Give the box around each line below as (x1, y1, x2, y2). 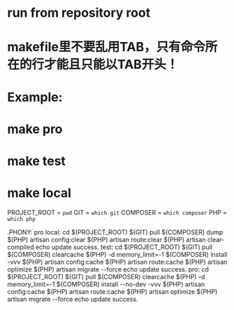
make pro (7, 121, 63, 137)
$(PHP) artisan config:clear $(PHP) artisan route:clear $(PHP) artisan (7, 235, 206, 244)
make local (7, 185, 72, 201)
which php (7, 216, 36, 223)
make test (7, 153, 66, 169)
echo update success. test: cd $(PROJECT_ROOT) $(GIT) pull (35, 243, 213, 251)
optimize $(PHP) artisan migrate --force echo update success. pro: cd (7, 265, 210, 274)
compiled (7, 243, 34, 251)
